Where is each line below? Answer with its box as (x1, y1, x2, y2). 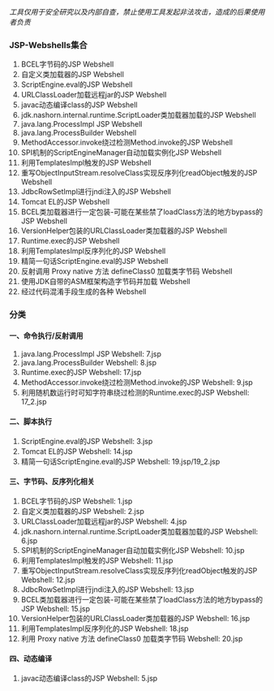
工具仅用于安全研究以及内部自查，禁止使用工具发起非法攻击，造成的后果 (9, 7, 250, 16)
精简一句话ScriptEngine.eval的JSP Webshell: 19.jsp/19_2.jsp (20, 456, 220, 466)
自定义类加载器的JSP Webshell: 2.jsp (20, 506, 144, 516)
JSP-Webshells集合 (9, 39, 88, 50)
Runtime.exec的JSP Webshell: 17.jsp (20, 368, 142, 378)
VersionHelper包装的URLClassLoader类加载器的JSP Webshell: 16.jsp (20, 613, 250, 623)
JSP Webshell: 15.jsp (20, 603, 91, 613)
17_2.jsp (20, 397, 47, 407)
